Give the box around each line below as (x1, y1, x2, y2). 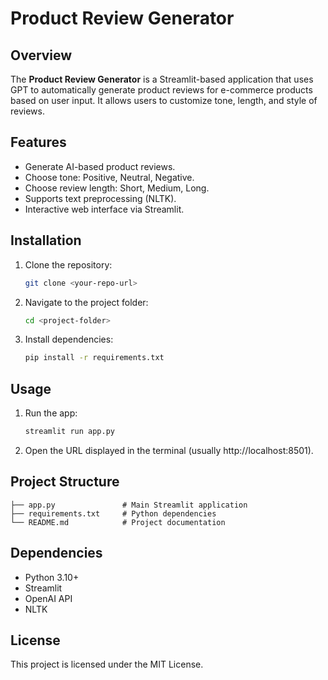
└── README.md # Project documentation (10, 517, 226, 527)
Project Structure (10, 473, 120, 491)
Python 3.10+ (24, 571, 80, 583)
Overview (10, 47, 73, 64)
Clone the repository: (24, 258, 113, 271)
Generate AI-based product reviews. (24, 160, 176, 172)
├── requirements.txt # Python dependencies (10, 508, 217, 519)
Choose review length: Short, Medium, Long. (24, 182, 210, 194)
